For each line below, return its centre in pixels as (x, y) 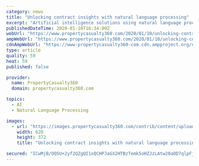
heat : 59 (17, 61)
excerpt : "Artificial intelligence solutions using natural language (94, 23)
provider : (18, 78)
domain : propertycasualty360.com (53, 89)
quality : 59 (21, 56)
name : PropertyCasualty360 (45, 83)
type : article (24, 50)
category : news (25, 12)
